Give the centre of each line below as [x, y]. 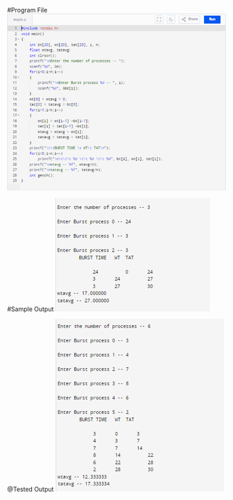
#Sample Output [31, 309]
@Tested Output [31, 490]
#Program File [27, 10]
